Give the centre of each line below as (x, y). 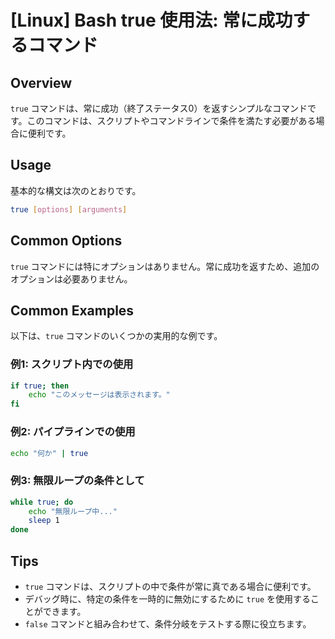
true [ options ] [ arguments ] (69, 209)
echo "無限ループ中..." (73, 511)
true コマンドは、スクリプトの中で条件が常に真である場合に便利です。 (170, 587)
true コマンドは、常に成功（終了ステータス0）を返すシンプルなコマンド (159, 108)
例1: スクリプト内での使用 (72, 364)
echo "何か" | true (49, 453)
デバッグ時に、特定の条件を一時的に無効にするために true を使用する (168, 599)
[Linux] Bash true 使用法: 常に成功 (151, 20)
